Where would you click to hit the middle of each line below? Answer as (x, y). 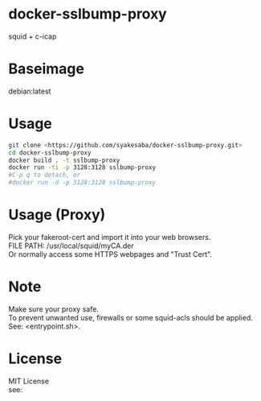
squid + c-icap (33, 36)
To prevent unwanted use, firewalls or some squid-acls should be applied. (130, 317)
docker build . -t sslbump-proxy (64, 160)
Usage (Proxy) (57, 215)
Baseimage (46, 69)
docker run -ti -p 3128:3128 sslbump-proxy (82, 167)
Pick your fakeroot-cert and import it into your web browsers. (110, 237)
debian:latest (30, 91)
